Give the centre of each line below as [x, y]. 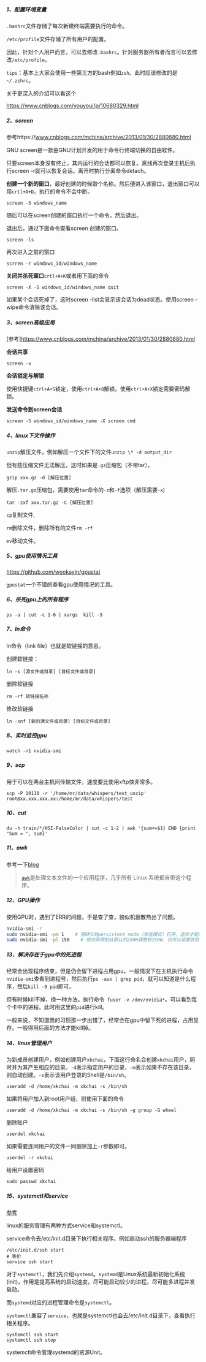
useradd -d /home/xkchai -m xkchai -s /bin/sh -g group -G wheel [91, 1110]
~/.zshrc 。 [20, 80]
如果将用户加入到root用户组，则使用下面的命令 [65, 1099]
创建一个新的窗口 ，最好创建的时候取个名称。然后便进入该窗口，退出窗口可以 [103, 183]
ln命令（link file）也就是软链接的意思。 [55, 645]
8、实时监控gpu [27, 736]
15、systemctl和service [37, 1196]
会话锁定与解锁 [25, 375]
